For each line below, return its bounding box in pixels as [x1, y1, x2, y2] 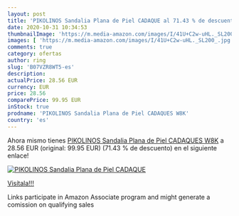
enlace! [7, 151, 29, 160]
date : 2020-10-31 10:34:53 [7, 24, 87, 31]
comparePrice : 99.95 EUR [7, 97, 81, 104]
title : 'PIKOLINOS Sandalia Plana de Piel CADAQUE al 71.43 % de [7, 17, 205, 24]
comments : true [7, 43, 53, 51]
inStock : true [7, 103, 50, 110]
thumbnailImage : [7, 30, 55, 38]
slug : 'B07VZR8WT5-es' [7, 63, 75, 71]
